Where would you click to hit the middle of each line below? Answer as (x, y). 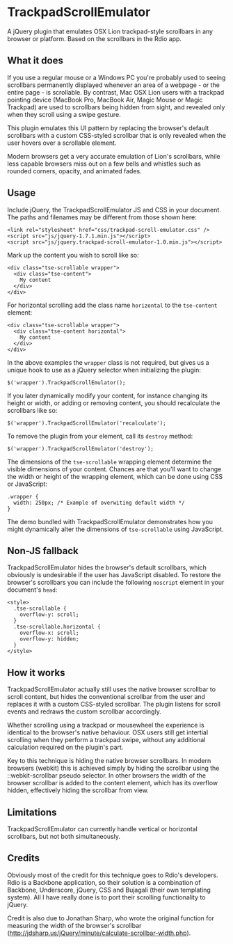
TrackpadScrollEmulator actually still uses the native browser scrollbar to (112, 689)
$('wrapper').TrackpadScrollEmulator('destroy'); (81, 449)
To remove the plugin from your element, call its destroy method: (100, 436)
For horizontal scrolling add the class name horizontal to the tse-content (112, 305)
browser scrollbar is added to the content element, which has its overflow (113, 783)
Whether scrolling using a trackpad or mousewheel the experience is (106, 725)
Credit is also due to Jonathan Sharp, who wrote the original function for (111, 918)
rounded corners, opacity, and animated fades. (74, 171)
